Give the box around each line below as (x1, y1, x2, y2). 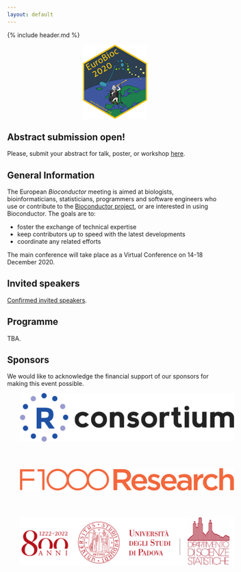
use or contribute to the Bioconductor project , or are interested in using (7, 202, 209, 210)
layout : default (7, 11, 53, 18)
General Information (7, 169, 95, 181)
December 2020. (7, 258, 55, 266)
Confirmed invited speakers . (7, 296, 88, 304)
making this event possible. (7, 380, 84, 388)
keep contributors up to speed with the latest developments (16, 230, 186, 238)
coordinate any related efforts (16, 237, 101, 245)
